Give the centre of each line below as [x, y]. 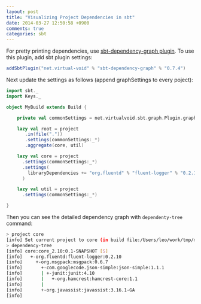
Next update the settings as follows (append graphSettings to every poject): [100, 80]
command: [19, 223]
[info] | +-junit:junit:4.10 [51, 273]
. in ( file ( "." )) [44, 134]
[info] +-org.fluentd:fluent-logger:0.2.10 [64, 257]
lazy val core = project [48, 156]
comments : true [25, 28]
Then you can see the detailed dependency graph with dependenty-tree [95, 217]
